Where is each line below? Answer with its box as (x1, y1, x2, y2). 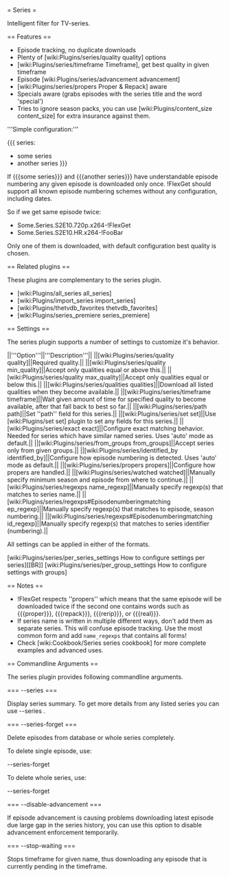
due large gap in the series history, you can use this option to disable (7, 821, 203, 829)
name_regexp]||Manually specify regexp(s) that (89, 483, 223, 491)
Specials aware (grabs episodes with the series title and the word (16, 90, 203, 98)
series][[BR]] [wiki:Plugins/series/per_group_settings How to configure (7, 561, 207, 569)
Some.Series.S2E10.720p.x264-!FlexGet (16, 221, 131, 229)
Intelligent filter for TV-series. (7, 19, 91, 27)
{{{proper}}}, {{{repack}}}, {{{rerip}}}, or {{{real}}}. (16, 610, 161, 617)
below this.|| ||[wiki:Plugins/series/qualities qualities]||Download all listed (7, 380, 214, 389)
